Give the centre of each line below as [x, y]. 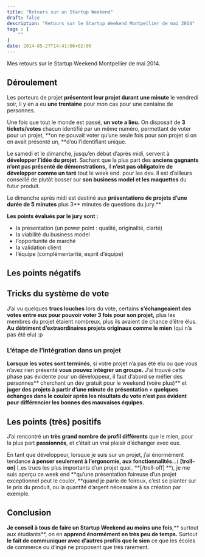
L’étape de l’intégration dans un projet [64, 350]
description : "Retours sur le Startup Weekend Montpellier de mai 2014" [101, 23]
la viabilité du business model [53, 234]
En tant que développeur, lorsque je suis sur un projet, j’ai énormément [96, 455]
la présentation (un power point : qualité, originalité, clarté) [89, 228]
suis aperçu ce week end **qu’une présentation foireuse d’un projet [92, 474]
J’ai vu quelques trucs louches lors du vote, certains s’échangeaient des [99, 308]
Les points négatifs [44, 273]
